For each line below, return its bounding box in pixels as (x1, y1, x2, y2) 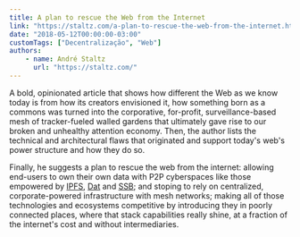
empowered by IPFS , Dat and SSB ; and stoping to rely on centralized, (9, 181, 264, 191)
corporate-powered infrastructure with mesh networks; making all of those (9, 190, 285, 201)
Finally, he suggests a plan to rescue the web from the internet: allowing (9, 162, 274, 173)
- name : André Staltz (25, 55, 105, 63)
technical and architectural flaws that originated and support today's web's (9, 135, 286, 146)
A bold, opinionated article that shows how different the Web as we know (9, 87, 279, 98)
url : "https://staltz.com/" (32, 63, 138, 72)
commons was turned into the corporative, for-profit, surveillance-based (9, 106, 277, 117)
